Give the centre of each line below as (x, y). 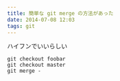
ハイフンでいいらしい (37, 46)
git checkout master (37, 65)
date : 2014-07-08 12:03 (41, 20)
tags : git (21, 26)
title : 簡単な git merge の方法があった (60, 13)
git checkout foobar (37, 59)
